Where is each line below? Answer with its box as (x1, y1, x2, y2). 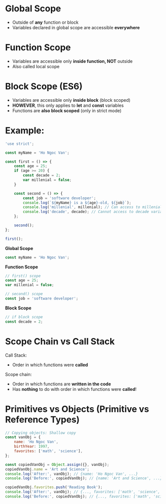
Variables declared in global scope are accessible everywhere (12, 24, 140, 30)
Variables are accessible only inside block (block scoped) (12, 97, 131, 103)
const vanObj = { (5, 435, 41, 440)
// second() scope (5, 292, 43, 296)
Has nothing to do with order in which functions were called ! (12, 386, 137, 392)
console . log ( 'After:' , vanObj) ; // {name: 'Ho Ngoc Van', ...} (5, 471, 138, 476)
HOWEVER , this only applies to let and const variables (12, 102, 124, 108)
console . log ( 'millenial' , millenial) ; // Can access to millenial (23, 205, 163, 210)
